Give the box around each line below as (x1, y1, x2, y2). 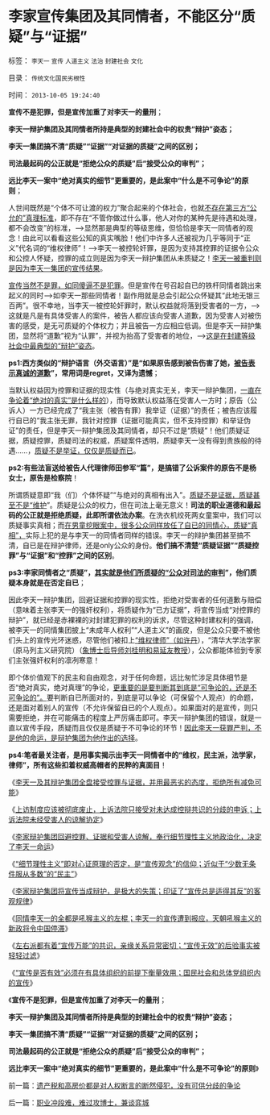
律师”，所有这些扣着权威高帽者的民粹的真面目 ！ (8, 759, 167, 770)
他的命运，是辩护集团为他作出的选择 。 (14, 733, 142, 743)
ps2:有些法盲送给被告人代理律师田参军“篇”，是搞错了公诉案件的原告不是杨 (8, 463, 257, 472)
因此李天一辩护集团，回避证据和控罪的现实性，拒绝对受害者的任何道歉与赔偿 (8, 594, 262, 605)
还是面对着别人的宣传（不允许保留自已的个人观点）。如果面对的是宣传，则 (8, 702, 252, 712)
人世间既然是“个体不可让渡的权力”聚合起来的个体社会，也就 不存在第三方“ (8, 202, 251, 212)
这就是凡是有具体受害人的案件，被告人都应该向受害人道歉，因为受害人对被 (8, 310, 255, 320)
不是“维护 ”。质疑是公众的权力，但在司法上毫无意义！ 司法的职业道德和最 (14, 500, 255, 510)
